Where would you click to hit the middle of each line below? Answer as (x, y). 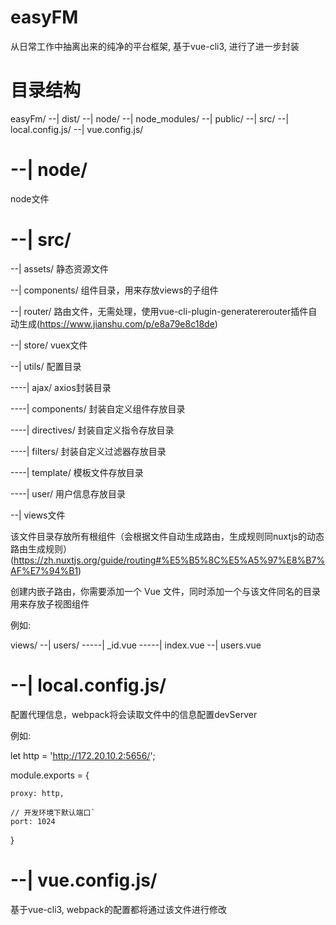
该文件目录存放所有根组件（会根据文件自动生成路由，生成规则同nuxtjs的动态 (167, 536)
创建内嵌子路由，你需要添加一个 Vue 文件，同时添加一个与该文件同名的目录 (165, 591)
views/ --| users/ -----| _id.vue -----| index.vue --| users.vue (136, 645)
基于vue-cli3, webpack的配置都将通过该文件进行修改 (119, 909)
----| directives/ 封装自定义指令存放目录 (92, 430)
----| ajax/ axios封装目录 (61, 387)
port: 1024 (33, 821)
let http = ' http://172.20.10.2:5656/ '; (83, 755)
